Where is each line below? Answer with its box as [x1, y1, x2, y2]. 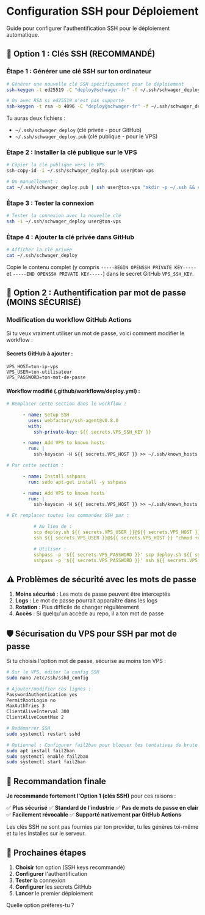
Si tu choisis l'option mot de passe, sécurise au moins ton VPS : [6, 658, 166, 665]
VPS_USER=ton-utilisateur [6, 369, 72, 375]
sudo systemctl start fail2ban [6, 759, 86, 765]
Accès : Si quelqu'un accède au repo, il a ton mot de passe [15, 610, 164, 617]
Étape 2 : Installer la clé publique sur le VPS [6, 148, 137, 157]
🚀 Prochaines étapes [6, 847, 87, 858]
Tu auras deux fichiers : [6, 114, 66, 122]
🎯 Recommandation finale [6, 776, 107, 787]
